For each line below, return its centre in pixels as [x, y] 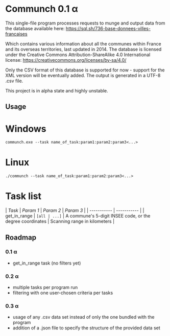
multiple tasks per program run [45, 287]
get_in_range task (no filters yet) [47, 263]
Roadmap [21, 237]
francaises [16, 34]
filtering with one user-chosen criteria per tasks [63, 293]
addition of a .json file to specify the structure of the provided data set [87, 328]
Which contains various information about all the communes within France [83, 43]
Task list [23, 196]
